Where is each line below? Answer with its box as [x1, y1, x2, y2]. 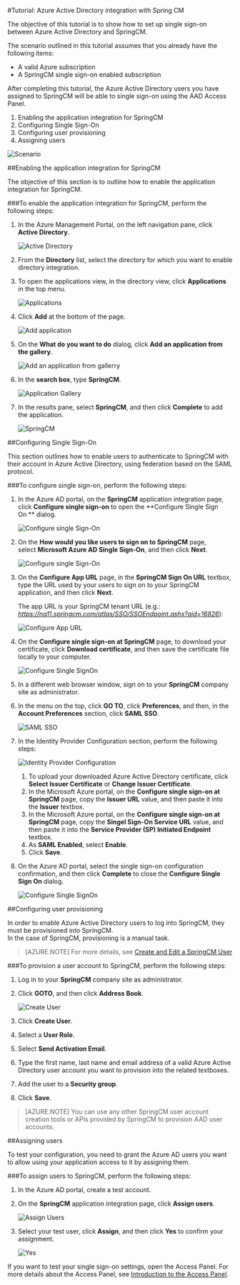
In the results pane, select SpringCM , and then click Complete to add [17, 403, 224, 411]
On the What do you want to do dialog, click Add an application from [17, 340, 223, 349]
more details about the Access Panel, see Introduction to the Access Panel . [7, 1270, 229, 1278]
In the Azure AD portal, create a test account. [17, 1186, 151, 1194]
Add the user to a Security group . [17, 1080, 118, 1088]
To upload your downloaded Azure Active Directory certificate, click [28, 772, 229, 781]
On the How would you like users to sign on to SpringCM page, [17, 538, 207, 546]
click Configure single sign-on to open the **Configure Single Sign [17, 503, 219, 511]
